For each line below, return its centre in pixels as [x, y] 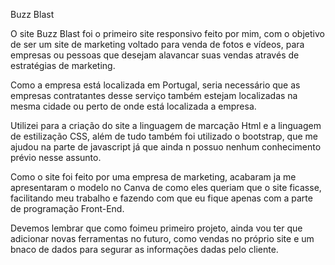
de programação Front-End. [67, 208]
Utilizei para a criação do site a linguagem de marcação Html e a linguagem [166, 125]
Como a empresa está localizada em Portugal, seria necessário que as [155, 85]
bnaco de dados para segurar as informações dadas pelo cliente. [144, 249]
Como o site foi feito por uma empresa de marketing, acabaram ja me [153, 177]
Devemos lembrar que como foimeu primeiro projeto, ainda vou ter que [156, 228]
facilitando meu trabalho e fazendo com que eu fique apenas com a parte [161, 198]
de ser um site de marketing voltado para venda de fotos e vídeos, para [157, 44]
